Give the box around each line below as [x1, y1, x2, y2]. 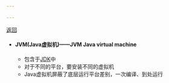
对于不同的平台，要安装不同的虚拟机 [24, 63, 115, 70]
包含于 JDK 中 [24, 55, 56, 63]
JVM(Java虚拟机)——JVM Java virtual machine [14, 41, 137, 48]
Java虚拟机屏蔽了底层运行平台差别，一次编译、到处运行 [24, 70, 163, 78]
